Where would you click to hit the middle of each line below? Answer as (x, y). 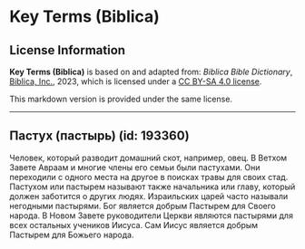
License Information (67, 50)
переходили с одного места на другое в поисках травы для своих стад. (149, 177)
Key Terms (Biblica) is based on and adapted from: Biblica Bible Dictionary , (151, 72)
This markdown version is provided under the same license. (121, 99)
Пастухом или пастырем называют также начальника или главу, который (152, 187)
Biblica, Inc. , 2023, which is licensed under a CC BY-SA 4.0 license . (136, 81)
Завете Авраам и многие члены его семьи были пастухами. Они (135, 167)
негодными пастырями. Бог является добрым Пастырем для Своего (143, 206)
